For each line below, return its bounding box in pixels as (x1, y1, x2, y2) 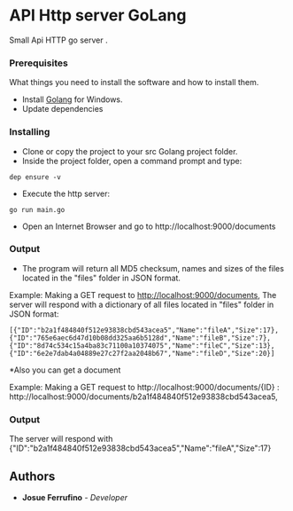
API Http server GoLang (9, 5, 187, 26)
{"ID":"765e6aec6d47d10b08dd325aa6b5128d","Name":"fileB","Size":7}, (9, 334, 272, 342)
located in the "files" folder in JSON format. (21, 272, 181, 283)
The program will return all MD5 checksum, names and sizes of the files (21, 263, 285, 273)
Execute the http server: (21, 188, 111, 199)
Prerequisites (9, 57, 68, 69)
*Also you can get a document (9, 365, 121, 375)
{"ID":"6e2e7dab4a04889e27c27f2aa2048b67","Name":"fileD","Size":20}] (9, 349, 275, 358)
